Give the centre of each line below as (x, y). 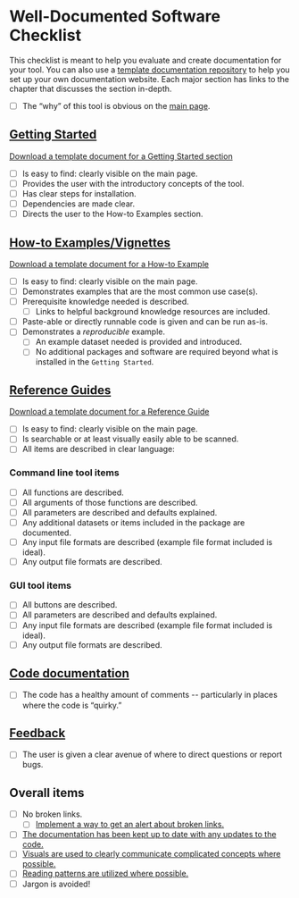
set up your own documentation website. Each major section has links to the (149, 79)
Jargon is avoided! (56, 884)
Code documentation (69, 673)
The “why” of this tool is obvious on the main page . (116, 105)
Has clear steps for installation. (79, 193)
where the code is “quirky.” (72, 705)
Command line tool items (64, 473)
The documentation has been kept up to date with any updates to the (149, 835)
